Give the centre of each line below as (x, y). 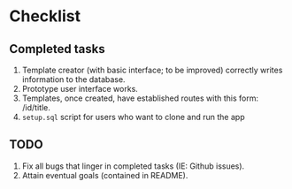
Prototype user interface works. (80, 89)
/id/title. (36, 107)
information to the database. (73, 79)
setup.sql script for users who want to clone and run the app (133, 117)
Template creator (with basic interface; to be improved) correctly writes (152, 70)
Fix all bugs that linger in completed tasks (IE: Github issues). (133, 166)
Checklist (45, 16)
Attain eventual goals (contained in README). (105, 175)
